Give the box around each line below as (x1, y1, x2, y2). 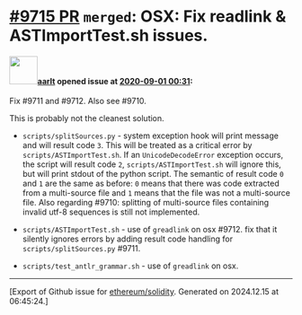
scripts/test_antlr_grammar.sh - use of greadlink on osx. (22, 260, 239, 271)
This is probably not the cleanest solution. (9, 113, 164, 124)
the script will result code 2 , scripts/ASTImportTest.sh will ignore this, (22, 159, 281, 170)
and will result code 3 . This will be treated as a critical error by (22, 140, 253, 151)
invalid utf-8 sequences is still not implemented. (22, 206, 200, 217)
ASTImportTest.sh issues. (9, 25, 209, 46)
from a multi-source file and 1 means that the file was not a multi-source (22, 188, 290, 198)
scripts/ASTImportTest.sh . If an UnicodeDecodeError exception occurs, (22, 150, 284, 161)
